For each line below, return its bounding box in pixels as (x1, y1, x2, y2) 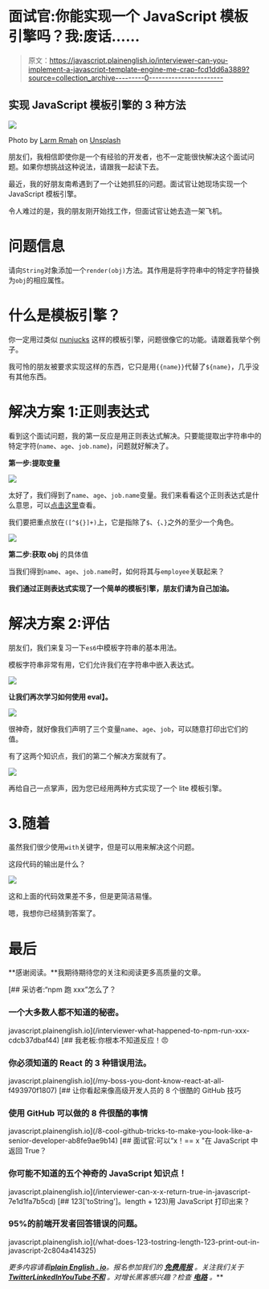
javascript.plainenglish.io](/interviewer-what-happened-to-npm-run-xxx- (8, 1026, 251, 1035)
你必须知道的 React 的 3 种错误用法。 (8, 1057, 152, 1068)
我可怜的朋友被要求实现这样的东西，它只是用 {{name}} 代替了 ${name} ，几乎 (8, 361, 253, 371)
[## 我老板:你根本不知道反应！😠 (61, 1035, 169, 1045)
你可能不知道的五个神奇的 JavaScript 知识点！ (8, 1168, 187, 1179)
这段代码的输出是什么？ (8, 859, 86, 869)
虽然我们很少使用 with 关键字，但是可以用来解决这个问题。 (8, 842, 199, 852)
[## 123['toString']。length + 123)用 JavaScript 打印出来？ (57, 1196, 251, 1205)
